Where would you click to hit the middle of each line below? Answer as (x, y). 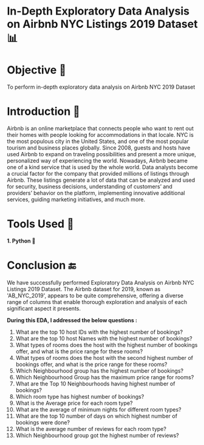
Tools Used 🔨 (41, 224)
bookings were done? (43, 422)
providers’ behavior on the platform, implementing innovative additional (96, 193)
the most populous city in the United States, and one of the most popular (98, 142)
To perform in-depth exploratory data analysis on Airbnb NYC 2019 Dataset (101, 87)
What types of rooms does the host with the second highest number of (104, 357)
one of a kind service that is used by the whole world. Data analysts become (102, 167)
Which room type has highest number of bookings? (80, 396)
